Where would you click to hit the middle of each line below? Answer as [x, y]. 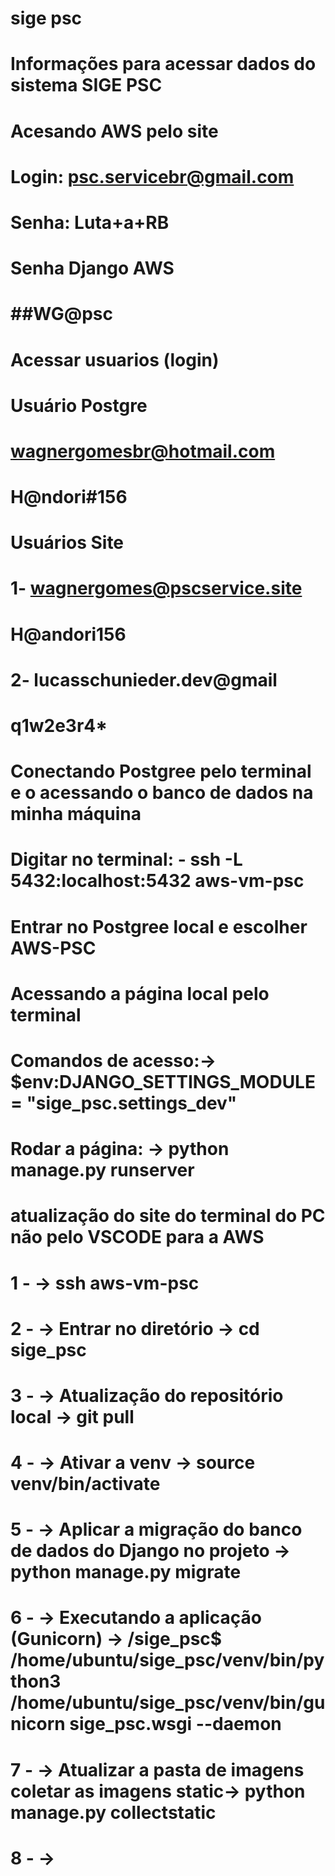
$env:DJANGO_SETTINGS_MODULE [163, 1081]
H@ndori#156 [69, 497]
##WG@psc [61, 314]
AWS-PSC [53, 948]
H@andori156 [68, 634]
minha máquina [76, 814]
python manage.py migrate [126, 1572]
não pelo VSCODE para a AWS [137, 1237]
